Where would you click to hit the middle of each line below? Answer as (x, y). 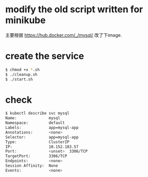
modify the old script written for (74, 9)
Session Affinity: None (32, 166)
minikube (26, 20)
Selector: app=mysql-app (42, 137)
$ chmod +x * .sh (22, 70)
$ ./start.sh (19, 79)
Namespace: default (35, 123)
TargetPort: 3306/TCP (36, 156)
